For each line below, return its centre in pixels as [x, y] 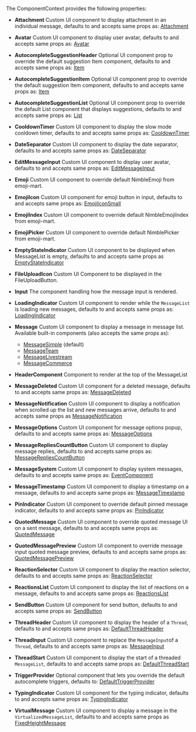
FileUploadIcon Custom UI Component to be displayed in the [88, 274]
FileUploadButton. [36, 280]
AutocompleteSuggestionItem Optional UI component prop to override [101, 79]
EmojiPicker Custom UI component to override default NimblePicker [97, 232]
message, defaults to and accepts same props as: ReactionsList [91, 593]
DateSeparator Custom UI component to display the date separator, [96, 144]
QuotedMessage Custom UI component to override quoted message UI [101, 522]
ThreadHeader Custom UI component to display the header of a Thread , [101, 622]
